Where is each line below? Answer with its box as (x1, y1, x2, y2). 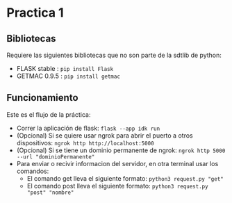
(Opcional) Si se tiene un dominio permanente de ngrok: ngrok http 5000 (16, 146, 226, 154)
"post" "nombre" (26, 189, 74, 196)
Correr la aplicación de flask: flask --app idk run (16, 124, 160, 132)
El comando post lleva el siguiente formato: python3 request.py (26, 181, 209, 190)
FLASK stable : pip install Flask (16, 65, 114, 72)
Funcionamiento (6, 92, 78, 104)
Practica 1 (6, 5, 64, 21)
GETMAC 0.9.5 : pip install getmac (16, 72, 121, 80)
